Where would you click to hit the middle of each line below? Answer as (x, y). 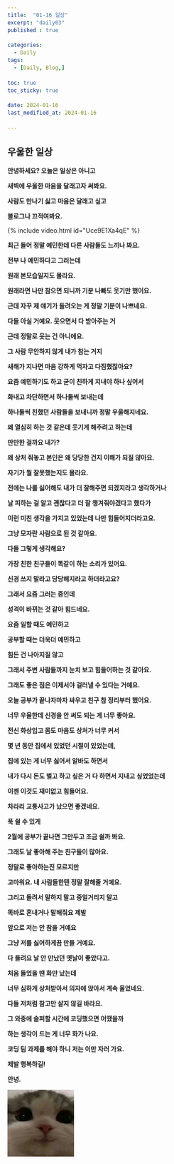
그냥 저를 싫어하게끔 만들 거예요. (51, 943)
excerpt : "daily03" (36, 22)
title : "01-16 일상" (38, 15)
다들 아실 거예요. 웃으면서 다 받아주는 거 (61, 320)
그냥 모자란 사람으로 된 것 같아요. (52, 533)
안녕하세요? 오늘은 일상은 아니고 (51, 171)
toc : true (22, 83)
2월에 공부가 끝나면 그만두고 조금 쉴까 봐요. (66, 836)
